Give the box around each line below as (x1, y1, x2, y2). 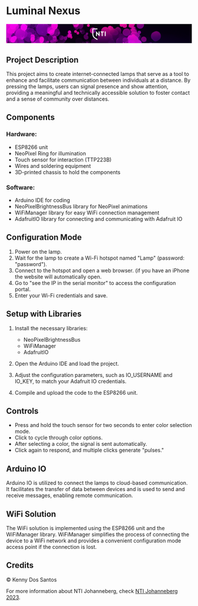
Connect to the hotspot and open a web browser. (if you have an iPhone (14, 267, 190, 274)
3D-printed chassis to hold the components (14, 168, 121, 175)
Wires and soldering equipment (14, 162, 91, 169)
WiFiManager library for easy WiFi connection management (14, 209, 160, 216)
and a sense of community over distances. (6, 95, 110, 102)
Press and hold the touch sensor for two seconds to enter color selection (14, 422, 192, 429)
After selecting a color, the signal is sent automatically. (14, 441, 147, 448)
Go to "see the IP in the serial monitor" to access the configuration (14, 279, 176, 286)
